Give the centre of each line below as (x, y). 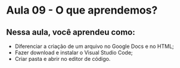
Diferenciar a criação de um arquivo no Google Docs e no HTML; (94, 46)
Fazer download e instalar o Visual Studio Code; (74, 53)
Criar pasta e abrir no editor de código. (63, 59)
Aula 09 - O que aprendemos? (82, 10)
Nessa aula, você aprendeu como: (71, 32)
